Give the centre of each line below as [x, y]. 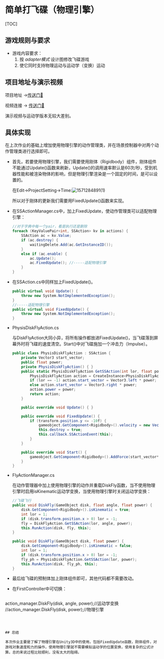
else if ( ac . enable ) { [44, 254]
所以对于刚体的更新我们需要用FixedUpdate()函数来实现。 [69, 201]
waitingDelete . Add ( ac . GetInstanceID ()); [72, 245]
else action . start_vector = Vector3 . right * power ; [83, 385]
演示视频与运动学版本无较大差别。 [39, 116]
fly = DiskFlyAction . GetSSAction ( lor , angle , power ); [77, 523]
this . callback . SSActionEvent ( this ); [76, 435]
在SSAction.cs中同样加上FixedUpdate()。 [54, 282]
